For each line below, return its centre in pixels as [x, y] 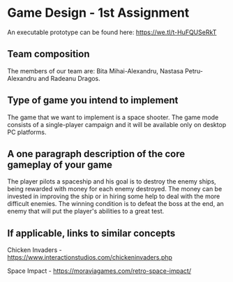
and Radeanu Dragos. [69, 78]
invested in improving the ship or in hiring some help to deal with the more [114, 196]
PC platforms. [27, 132]
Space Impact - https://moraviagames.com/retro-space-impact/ [99, 271]
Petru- [194, 70]
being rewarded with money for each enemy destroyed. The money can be [115, 189]
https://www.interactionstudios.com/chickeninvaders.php [90, 258]
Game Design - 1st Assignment [98, 13]
